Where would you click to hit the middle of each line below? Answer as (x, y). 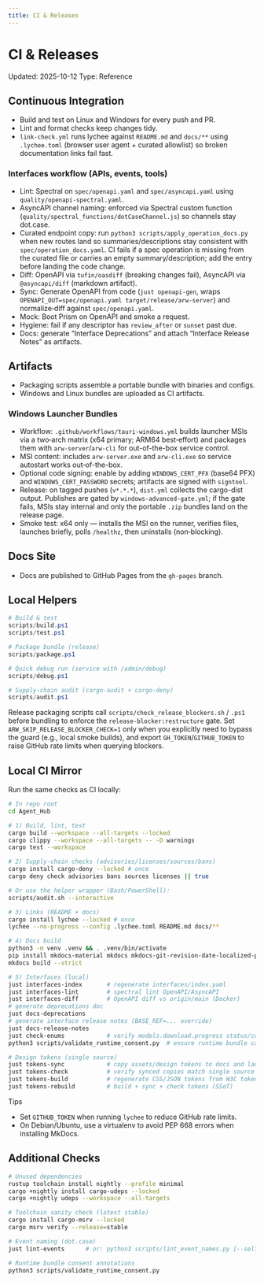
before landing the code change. (72, 266)
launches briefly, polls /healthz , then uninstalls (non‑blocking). (121, 532)
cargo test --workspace (47, 847)
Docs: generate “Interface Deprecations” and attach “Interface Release (134, 333)
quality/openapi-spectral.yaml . (71, 199)
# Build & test (33, 618)
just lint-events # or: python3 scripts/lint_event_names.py (119, 1249)
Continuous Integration (66, 100)
